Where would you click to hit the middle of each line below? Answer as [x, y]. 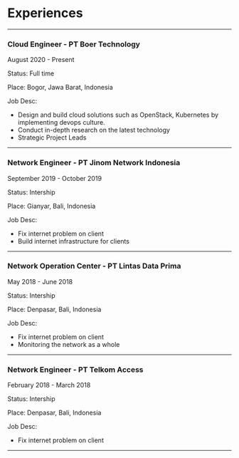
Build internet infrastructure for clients [74, 241]
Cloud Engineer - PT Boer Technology [74, 44]
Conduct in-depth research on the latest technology [94, 130]
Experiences [45, 13]
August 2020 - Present [41, 60]
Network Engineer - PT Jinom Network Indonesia [94, 163]
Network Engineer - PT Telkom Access [75, 370]
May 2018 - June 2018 [40, 281]
